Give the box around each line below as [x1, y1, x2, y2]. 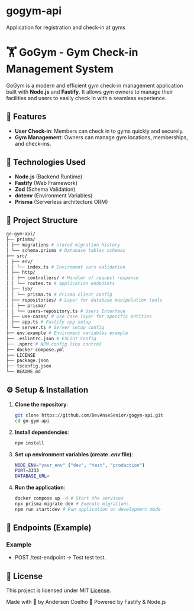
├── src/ [6, 253, 28, 259]
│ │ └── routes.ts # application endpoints [6, 280, 115, 287]
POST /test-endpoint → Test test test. [14, 554, 106, 561]
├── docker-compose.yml [6, 347, 65, 353]
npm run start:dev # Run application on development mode [14, 506, 161, 512]
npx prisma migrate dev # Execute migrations [14, 501, 129, 507]
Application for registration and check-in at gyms [6, 24, 126, 31]
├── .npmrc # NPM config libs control [6, 341, 102, 347]
